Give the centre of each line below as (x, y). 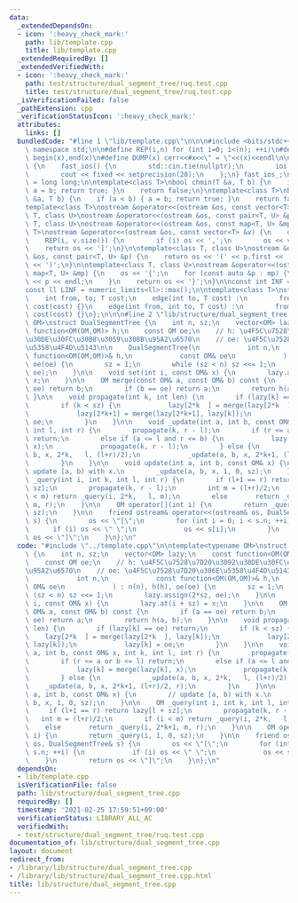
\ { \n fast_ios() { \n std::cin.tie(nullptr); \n (134, 166)
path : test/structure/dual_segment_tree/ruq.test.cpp (126, 83)
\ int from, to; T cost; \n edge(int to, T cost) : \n (137, 298)
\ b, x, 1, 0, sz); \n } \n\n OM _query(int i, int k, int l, (150, 702)
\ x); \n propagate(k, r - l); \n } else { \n (142, 447)
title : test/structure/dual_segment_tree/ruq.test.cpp (129, 91)
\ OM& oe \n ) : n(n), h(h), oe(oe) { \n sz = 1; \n (154, 587)
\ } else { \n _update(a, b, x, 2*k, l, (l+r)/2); (158, 677)
